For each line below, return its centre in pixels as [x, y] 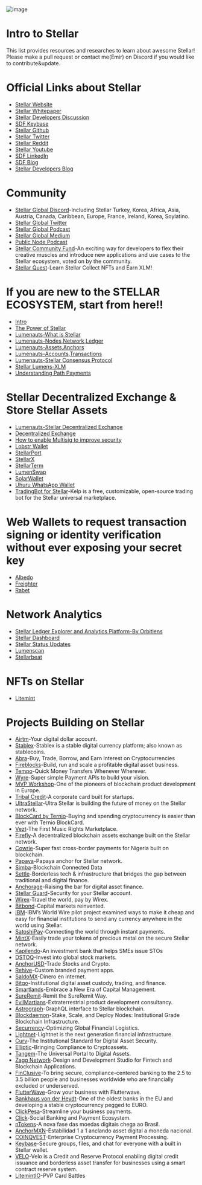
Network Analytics [54, 614]
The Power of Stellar [40, 328]
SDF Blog [27, 162]
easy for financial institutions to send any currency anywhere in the [98, 919]
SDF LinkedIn [31, 156]
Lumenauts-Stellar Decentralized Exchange [69, 427]
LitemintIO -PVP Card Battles [50, 1176]
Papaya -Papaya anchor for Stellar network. [68, 861]
